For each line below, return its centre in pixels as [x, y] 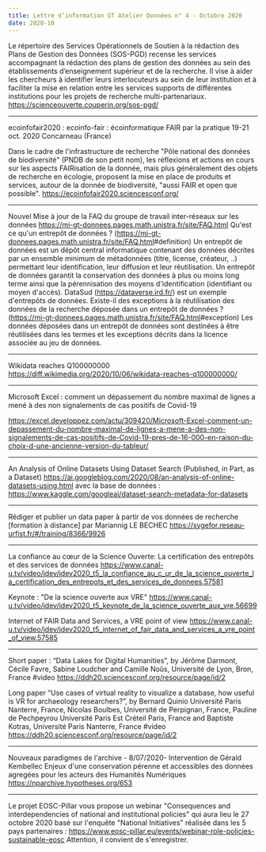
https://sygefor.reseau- [207, 525]
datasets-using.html [41, 485]
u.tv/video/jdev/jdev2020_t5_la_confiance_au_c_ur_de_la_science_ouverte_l [131, 573]
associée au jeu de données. [55, 343]
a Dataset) [25, 477]
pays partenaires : [38, 831]
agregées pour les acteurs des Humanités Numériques [97, 774]
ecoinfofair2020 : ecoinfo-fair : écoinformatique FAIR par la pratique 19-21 [129, 127]
